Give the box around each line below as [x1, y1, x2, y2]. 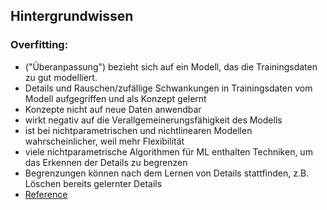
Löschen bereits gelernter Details [24, 177, 163, 189]
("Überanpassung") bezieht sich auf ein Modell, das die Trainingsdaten [24, 60, 318, 73]
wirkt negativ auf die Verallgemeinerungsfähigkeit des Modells [24, 114, 283, 126]
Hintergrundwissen [10, 8, 134, 25]
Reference [24, 188, 68, 200]
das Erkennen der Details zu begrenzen [24, 156, 188, 168]
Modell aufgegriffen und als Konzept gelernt [24, 92, 207, 104]
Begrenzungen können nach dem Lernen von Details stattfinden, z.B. [24, 167, 310, 179]
